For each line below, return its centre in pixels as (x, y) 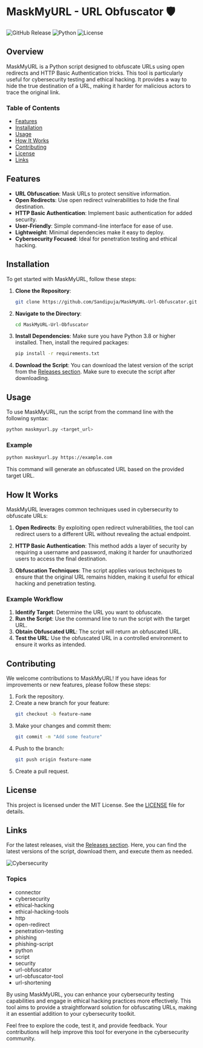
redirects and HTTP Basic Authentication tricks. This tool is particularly (95, 73)
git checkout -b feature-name (53, 714)
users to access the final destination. (61, 559)
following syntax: (28, 418)
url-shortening (33, 982)
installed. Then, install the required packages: (72, 342)
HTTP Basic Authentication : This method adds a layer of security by (101, 546)
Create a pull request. (42, 771)
